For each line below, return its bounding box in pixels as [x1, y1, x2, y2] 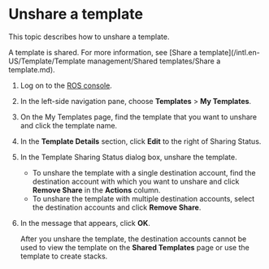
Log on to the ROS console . [20, 80, 112, 90]
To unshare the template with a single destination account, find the [32, 167, 256, 177]
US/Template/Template [8, 56, 86, 66]
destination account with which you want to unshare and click [32, 176, 240, 186]
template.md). [8, 64, 55, 74]
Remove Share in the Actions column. [32, 184, 161, 195]
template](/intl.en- [198, 47, 260, 57]
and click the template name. [20, 120, 118, 130]
